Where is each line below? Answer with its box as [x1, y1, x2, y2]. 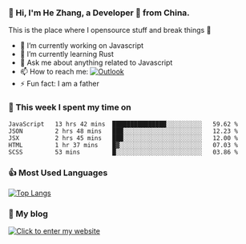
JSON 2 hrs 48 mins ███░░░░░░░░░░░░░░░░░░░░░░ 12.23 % [8, 127, 239, 135]
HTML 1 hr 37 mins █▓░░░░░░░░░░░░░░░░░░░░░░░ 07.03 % [8, 141, 239, 149]
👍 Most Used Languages [8, 167, 108, 178]
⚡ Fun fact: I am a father [19, 79, 100, 89]
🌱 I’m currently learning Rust [19, 50, 115, 59]
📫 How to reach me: [19, 67, 89, 77]
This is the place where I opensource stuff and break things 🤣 [8, 26, 212, 35]
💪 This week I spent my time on [8, 102, 132, 113]
